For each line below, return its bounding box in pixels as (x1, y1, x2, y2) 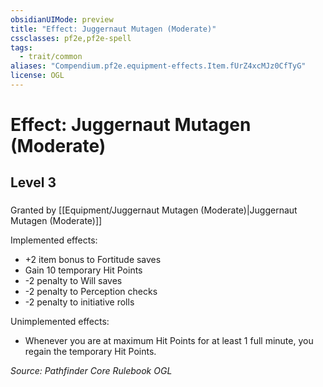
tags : (10, 42, 33, 53)
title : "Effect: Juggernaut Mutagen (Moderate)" (10, 24, 217, 34)
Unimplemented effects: (10, 316, 110, 328)
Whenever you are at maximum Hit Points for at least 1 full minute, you (24, 335, 314, 347)
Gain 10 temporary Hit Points (24, 264, 143, 276)
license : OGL (10, 71, 65, 81)
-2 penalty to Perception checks (24, 286, 158, 298)
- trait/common (19, 52, 83, 62)
